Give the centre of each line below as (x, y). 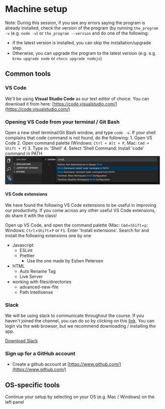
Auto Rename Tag (38, 271)
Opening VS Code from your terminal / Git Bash (62, 122)
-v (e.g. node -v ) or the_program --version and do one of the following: (77, 33)
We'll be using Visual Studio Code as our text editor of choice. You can (77, 98)
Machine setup (36, 9)
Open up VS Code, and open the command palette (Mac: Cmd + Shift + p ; (77, 225)
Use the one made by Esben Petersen (65, 261)
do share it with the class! (31, 216)
